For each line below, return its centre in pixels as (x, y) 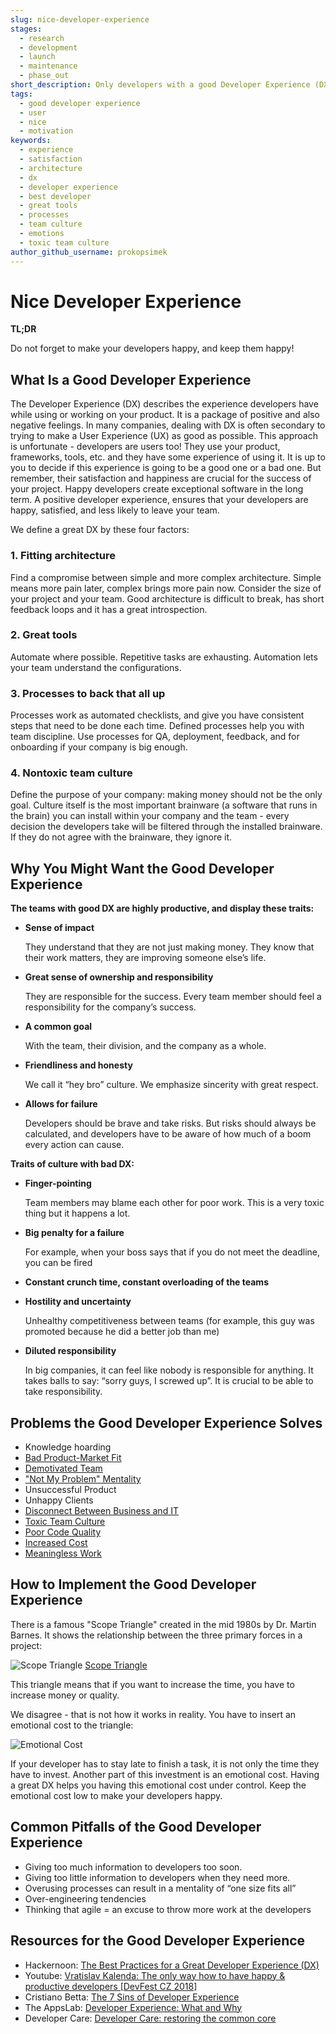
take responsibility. (63, 1392)
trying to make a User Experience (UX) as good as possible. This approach (164, 436)
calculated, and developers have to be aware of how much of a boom (168, 1134)
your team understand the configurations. (96, 667)
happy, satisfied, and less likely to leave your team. (115, 510)
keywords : (31, 141)
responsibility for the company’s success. (110, 1007)
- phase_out (44, 76)
